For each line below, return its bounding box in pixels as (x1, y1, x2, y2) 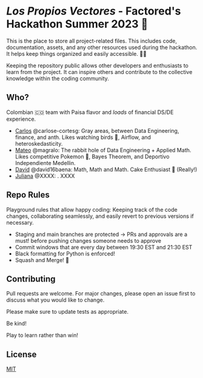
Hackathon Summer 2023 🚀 (6, 17, 148, 31)
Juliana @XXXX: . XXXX (15, 172, 75, 180)
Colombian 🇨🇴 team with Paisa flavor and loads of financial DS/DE (6, 108, 174, 116)
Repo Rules (6, 190, 50, 200)
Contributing (6, 274, 56, 284)
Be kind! (6, 320, 27, 327)
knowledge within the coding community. (6, 75, 109, 82)
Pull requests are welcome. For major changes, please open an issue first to (6, 290, 196, 297)
